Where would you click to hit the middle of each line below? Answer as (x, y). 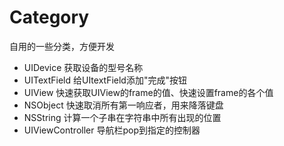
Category (49, 17)
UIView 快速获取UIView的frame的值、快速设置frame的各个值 (148, 92)
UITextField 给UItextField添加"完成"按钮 (105, 80)
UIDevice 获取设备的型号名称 (83, 67)
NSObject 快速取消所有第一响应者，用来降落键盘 (123, 105)
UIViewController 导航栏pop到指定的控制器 (112, 130)
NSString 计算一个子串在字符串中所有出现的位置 (122, 117)
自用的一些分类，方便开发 (62, 46)
